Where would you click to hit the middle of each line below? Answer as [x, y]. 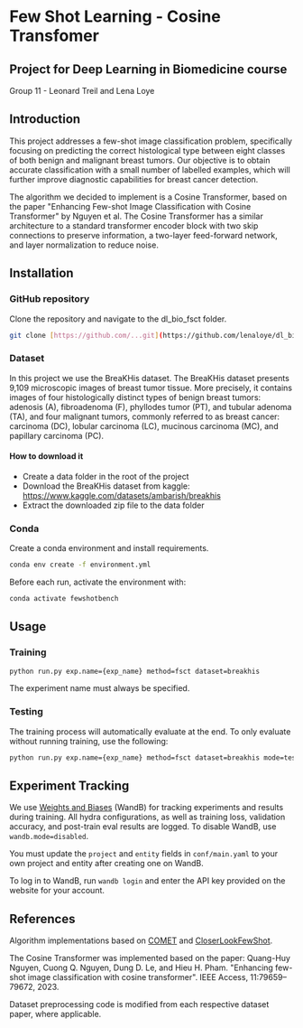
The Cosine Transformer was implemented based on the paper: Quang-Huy [150, 958]
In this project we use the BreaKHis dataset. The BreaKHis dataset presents [150, 378]
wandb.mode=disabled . [49, 836]
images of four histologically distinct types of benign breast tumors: [135, 397]
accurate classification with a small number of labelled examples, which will [150, 170]
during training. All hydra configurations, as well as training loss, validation [147, 817]
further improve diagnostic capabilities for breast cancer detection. [134, 179]
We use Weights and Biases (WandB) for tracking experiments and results [147, 808]
